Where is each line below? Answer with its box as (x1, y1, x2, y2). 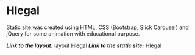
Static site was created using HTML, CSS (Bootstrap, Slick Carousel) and (6, 24, 189, 31)
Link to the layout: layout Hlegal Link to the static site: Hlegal (6, 42, 162, 49)
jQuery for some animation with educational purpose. (6, 30, 140, 37)
